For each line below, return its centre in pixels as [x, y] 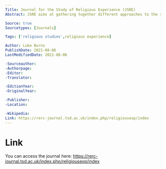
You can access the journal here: [39, 156]
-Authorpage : [19, 68]
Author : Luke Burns [25, 46]
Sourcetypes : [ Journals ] [31, 28]
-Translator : [19, 78]
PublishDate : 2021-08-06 [31, 50]
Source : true [19, 23]
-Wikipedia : [17, 113]
